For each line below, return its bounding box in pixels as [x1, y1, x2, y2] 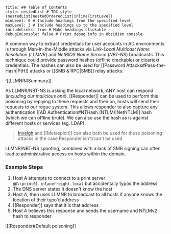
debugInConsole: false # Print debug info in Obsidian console [5, 32, 143, 37]
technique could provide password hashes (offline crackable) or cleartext [5, 57, 160, 63]
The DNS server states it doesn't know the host [12, 186, 113, 192]
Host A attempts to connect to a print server [12, 175, 106, 181]
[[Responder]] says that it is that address [12, 202, 99, 208]
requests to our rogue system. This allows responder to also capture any [5, 104, 158, 110]
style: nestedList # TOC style [5, 9, 72, 14]
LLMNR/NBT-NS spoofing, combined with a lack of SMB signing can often [5, 146, 161, 151]
